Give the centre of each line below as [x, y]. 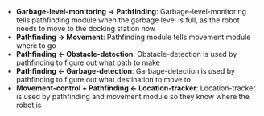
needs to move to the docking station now [86, 28]
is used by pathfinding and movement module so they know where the [132, 96]
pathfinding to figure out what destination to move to [103, 80]
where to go [36, 46]
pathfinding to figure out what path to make [88, 62]
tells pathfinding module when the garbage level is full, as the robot [128, 20]
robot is [29, 105]
